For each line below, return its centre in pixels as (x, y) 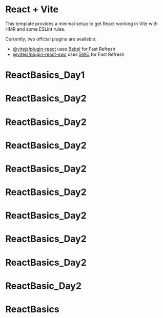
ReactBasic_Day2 (44, 286)
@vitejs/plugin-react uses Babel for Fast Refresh (64, 49)
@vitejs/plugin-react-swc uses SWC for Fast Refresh (68, 54)
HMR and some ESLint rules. (35, 29)
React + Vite (32, 9)
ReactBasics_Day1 (45, 75)
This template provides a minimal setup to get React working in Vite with (81, 24)
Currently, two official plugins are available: (51, 39)
